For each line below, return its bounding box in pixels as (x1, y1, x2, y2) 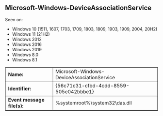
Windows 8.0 (12, 52, 39, 58)
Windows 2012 (12, 36, 42, 42)
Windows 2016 (12, 41, 42, 47)
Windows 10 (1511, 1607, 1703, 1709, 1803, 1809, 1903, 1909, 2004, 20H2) (12, 26, 158, 32)
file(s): (8, 102, 24, 109)
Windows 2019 (12, 46, 42, 52)
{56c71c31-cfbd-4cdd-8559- (55, 82, 130, 89)
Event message (8, 96, 45, 103)
